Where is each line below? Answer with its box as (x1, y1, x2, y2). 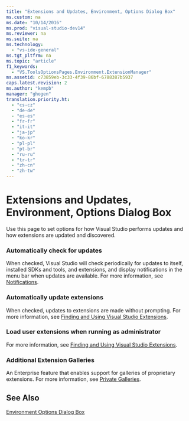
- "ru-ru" (11, 151, 35, 157)
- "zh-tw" (11, 168, 35, 174)
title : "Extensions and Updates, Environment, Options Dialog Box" (6, 8, 176, 15)
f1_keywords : (6, 63, 38, 70)
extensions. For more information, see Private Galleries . (6, 376, 141, 383)
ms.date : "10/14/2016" (6, 19, 62, 25)
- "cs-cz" (11, 102, 35, 108)
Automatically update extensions (6, 293, 103, 302)
